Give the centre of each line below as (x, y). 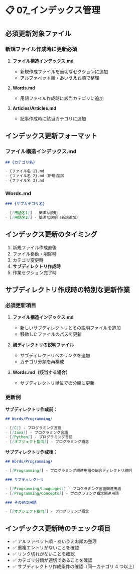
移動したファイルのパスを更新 (51, 334)
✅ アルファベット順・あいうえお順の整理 (54, 541)
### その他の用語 (21, 502)
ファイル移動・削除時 (34, 253)
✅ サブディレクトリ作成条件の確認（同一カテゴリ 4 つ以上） (75, 566)
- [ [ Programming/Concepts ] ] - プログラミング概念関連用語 (62, 493)
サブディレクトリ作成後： (32, 452)
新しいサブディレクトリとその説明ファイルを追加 (71, 328)
